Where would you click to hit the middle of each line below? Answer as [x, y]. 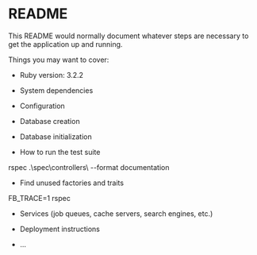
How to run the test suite [60, 152]
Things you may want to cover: [59, 60]
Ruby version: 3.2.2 [52, 75]
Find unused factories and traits [72, 183]
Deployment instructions [60, 229]
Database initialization [56, 137]
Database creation [50, 121]
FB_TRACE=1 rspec [40, 198]
